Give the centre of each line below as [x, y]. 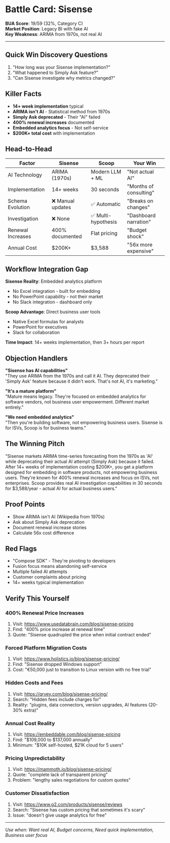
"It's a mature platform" [31, 391]
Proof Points [25, 504]
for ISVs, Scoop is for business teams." [46, 428]
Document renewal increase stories [50, 527]
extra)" [31, 710]
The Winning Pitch [35, 444]
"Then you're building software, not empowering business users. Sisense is [84, 423]
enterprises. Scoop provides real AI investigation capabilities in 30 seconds [84, 483]
